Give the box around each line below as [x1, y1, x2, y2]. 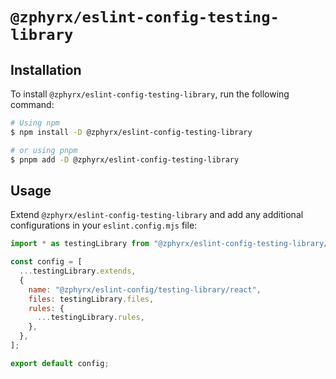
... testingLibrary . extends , [19, 266, 137, 277]
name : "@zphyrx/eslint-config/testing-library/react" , [28, 284, 262, 295]
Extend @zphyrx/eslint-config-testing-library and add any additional [10, 209, 304, 221]
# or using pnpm [10, 145, 78, 155]
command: [10, 99, 55, 110]
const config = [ [10, 257, 83, 267]
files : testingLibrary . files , [28, 294, 155, 304]
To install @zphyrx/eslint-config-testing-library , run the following [10, 88, 290, 100]
